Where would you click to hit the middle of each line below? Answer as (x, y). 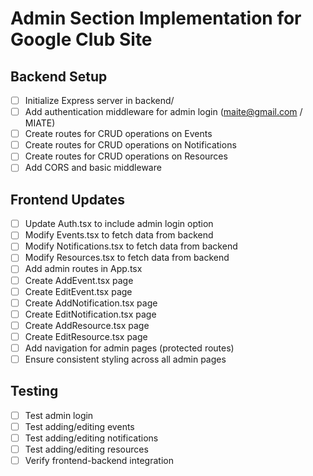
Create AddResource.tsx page (87, 325)
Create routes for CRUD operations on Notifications (130, 145)
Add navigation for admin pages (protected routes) (129, 348)
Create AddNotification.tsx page (91, 303)
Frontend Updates (67, 199)
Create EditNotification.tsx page (90, 314)
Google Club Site (81, 39)
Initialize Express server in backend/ (99, 100)
